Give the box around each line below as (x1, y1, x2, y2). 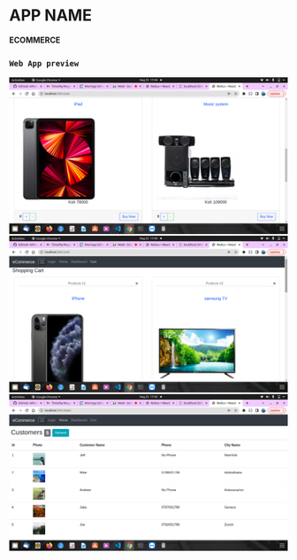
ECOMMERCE (9, 35, 61, 45)
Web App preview (9, 58, 80, 68)
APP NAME (9, 5, 93, 26)
